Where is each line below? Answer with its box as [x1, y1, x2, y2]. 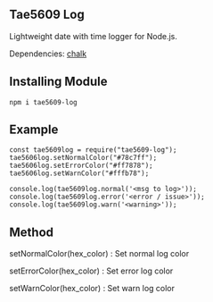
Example [9, 122, 59, 138]
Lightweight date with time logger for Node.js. [9, 30, 178, 41]
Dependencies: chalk [9, 48, 87, 59]
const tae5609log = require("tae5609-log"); [9, 146, 177, 155]
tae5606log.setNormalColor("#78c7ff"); [9, 154, 158, 163]
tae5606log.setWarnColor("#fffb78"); [9, 169, 150, 178]
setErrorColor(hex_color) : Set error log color [9, 265, 174, 276]
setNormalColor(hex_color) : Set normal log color [9, 248, 190, 259]
